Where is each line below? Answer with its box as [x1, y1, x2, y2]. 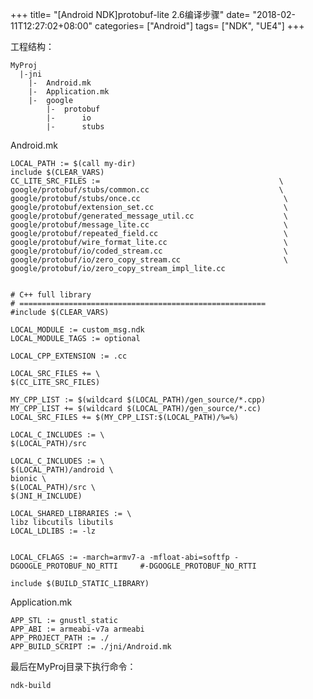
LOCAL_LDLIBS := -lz [10, 526, 97, 536]
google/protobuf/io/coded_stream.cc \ [10, 246, 288, 256]
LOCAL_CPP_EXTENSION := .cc [10, 351, 128, 361]
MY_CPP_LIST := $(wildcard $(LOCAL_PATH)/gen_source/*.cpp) [10, 395, 267, 405]
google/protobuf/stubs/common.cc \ [10, 185, 284, 195]
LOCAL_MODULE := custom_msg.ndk [10, 325, 145, 335]
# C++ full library [10, 290, 92, 300]
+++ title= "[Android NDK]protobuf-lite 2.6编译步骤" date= [10, 9, 251, 20]
